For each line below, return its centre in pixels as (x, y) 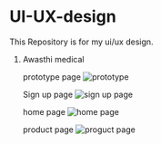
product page (48, 130)
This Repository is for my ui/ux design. (81, 42)
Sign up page (48, 94)
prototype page (52, 77)
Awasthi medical (53, 59)
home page (44, 111)
